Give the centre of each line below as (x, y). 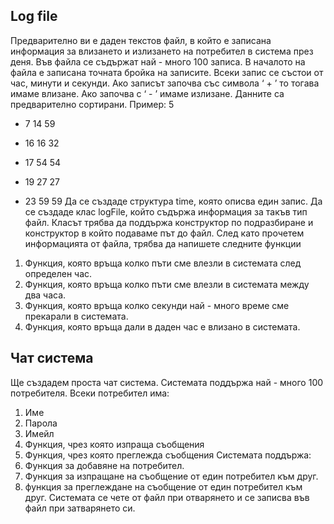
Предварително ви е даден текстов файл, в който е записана (141, 40)
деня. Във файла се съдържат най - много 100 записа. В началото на (158, 61)
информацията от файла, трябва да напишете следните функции (163, 243)
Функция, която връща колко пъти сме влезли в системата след (163, 263)
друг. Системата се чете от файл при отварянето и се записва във (167, 497)
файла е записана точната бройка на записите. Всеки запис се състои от (167, 72)
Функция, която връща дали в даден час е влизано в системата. (162, 326)
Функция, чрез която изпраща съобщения (114, 444)
